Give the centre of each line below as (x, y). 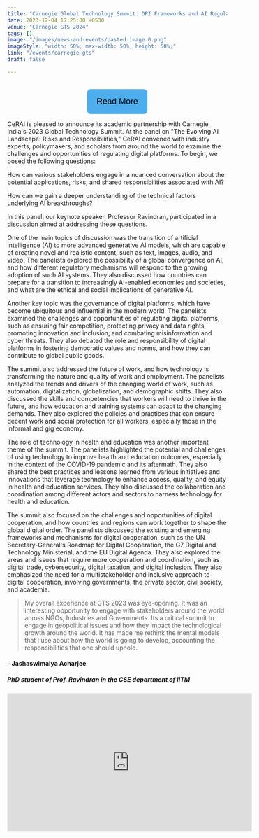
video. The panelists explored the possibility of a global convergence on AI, (116, 260)
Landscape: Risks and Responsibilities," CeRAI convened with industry (109, 139)
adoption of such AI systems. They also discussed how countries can (107, 274)
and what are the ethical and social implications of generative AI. (100, 289)
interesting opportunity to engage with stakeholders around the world (124, 610)
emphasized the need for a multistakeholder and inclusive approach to (109, 574)
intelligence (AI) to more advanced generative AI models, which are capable (116, 245)
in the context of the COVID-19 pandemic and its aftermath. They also (107, 464)
